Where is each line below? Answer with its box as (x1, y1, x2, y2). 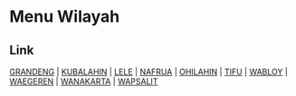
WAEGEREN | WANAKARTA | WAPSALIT (9, 76, 158, 87)
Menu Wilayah (9, 6, 120, 27)
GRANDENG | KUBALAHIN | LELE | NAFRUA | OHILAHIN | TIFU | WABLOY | (9, 66, 288, 77)
